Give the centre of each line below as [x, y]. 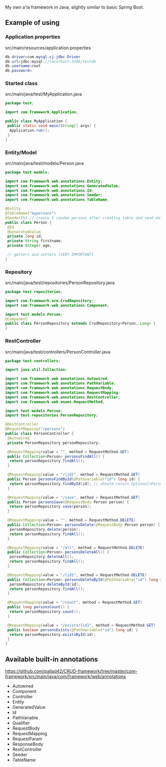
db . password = [19, 71]
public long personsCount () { [38, 607]
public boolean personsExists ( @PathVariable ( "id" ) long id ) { [73, 630]
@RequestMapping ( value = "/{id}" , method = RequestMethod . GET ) [74, 475]
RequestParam [27, 739]
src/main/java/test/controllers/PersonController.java [58, 351]
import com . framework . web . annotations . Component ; [57, 305]
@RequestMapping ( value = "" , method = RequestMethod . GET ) [68, 452]
